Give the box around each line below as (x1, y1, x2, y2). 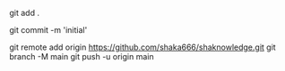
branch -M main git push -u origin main (9, 51, 154, 61)
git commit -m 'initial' (9, 25, 88, 35)
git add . (9, 8, 40, 18)
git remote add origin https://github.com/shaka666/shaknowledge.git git (9, 42, 276, 52)
